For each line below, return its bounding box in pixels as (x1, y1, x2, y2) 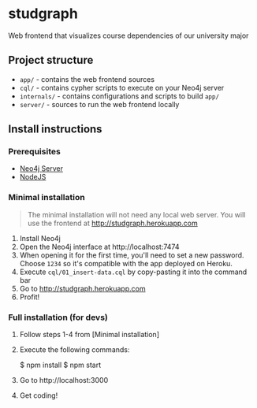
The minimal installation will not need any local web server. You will (27, 210, 246, 219)
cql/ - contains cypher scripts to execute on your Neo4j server (19, 83, 225, 92)
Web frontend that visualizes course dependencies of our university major (8, 31, 249, 40)
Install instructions (8, 123, 102, 136)
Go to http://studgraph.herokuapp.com (19, 284, 146, 293)
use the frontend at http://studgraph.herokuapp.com (27, 218, 199, 228)
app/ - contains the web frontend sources (19, 74, 155, 83)
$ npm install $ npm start (19, 360, 101, 370)
